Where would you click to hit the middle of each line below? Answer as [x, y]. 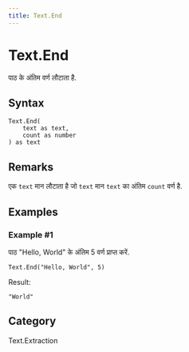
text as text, [46, 129]
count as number [50, 136]
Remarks [31, 167]
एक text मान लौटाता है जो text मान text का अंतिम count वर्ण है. [95, 186]
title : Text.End [35, 16]
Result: [20, 282]
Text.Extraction [33, 340]
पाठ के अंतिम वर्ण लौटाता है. [43, 78]
